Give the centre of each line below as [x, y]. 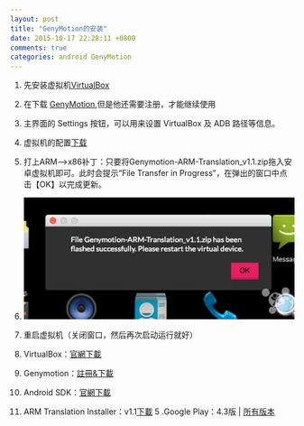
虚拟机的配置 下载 [55, 143]
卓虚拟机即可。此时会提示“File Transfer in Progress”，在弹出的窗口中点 [155, 173]
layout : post [35, 19]
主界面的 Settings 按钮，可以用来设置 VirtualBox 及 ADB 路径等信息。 [152, 124]
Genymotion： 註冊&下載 [68, 373]
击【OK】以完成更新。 [64, 184]
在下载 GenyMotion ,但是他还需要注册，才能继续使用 [120, 105]
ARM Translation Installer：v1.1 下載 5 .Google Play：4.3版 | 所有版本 [149, 412]
